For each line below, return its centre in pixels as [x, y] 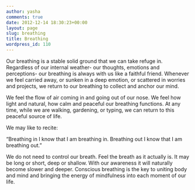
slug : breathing [26, 34]
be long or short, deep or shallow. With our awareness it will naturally [89, 163]
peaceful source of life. [34, 116]
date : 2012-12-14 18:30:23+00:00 [47, 22]
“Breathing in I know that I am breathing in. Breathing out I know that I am [94, 139]
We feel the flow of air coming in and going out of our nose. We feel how [94, 97]
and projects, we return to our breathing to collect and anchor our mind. [93, 86]
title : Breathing [27, 39]
